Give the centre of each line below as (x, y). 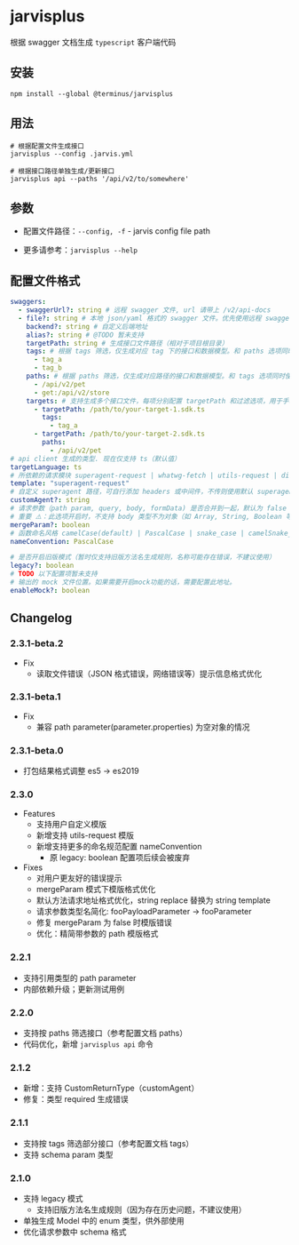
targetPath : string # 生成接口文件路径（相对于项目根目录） (127, 343)
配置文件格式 (45, 280)
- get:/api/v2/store (71, 393)
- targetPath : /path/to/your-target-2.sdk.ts (119, 434)
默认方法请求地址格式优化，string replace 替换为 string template (153, 900)
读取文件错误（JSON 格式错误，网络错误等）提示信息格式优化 (149, 674)
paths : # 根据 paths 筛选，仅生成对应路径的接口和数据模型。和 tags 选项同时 (156, 376)
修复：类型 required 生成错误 (75, 1099)
